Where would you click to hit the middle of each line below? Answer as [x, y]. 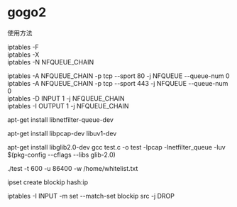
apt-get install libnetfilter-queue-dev [60, 119]
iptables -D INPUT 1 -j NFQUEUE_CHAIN [66, 98]
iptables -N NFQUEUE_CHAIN [51, 62]
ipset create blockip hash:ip [48, 182]
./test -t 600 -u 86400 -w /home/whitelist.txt [73, 168]
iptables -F [23, 47]
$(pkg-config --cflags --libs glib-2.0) [61, 155]
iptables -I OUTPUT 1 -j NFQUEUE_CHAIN [68, 106]
